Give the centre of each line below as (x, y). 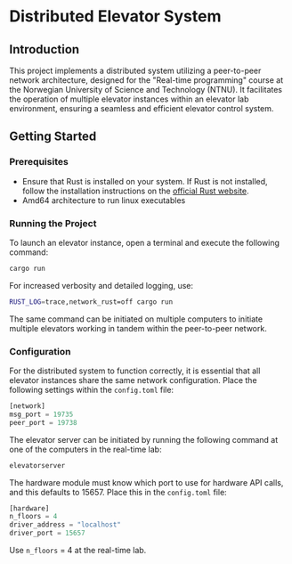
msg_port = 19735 (41, 414)
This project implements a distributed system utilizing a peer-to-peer (135, 70)
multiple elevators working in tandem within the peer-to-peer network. (138, 328)
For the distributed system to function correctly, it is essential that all (135, 371)
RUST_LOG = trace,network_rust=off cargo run (91, 302)
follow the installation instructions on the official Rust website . (135, 191)
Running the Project (53, 223)
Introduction (45, 49)
